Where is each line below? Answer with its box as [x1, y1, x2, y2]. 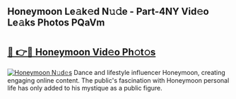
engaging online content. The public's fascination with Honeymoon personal [7, 76, 230, 84]
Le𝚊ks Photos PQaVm [7, 17, 105, 29]
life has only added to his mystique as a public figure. [7, 84, 163, 92]
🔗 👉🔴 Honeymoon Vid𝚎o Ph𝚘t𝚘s [7, 46, 156, 58]
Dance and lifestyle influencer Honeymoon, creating [73, 69, 226, 76]
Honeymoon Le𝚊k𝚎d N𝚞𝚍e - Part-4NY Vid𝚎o [7, 6, 210, 18]
